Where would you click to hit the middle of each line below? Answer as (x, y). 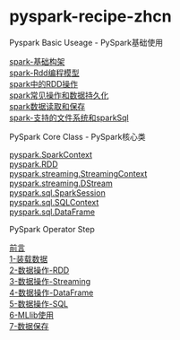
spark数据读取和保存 (47, 106)
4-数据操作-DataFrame (51, 292)
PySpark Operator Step (52, 229)
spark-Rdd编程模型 (44, 73)
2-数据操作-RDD (39, 270)
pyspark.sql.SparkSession (57, 192)
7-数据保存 (29, 326)
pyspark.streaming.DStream (61, 183)
